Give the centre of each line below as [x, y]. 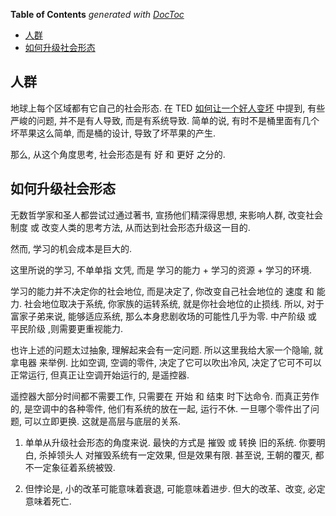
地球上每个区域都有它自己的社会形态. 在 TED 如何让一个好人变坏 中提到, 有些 [168, 108]
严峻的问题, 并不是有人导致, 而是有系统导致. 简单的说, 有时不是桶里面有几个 [165, 120]
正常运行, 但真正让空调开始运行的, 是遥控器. [100, 375]
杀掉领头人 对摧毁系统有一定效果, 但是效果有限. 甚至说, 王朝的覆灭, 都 [181, 455]
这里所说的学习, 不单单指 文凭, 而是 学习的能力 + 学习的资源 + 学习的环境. [161, 270]
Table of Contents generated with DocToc [97, 14]
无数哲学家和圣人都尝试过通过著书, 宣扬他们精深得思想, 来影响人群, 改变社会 [166, 215]
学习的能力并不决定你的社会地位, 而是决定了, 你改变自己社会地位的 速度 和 [162, 291]
